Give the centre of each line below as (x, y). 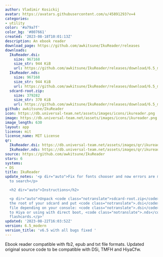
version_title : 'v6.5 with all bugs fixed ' (51, 230)
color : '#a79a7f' (23, 28)
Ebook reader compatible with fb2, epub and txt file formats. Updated (75, 244)
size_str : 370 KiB (32, 100)
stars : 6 (14, 158)
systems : (14, 163)
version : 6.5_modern (26, 226)
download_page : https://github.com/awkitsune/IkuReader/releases (72, 46)
